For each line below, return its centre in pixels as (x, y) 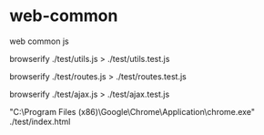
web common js (40, 41)
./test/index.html (40, 121)
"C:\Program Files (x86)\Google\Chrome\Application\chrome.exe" (132, 111)
